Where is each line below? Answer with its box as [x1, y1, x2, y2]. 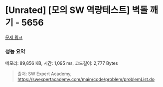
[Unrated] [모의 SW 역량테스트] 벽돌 [5, 4, 148, 16]
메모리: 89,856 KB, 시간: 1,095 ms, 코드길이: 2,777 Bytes [5, 60, 118, 66]
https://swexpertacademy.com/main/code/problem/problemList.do [17, 77, 155, 83]
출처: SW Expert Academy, [17, 71, 72, 77]
